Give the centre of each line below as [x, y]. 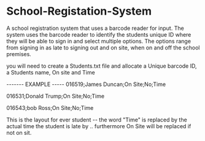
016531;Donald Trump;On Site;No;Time [56, 96]
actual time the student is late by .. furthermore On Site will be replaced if [99, 126]
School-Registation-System [79, 11]
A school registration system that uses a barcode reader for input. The [95, 28]
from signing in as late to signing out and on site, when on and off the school [103, 48]
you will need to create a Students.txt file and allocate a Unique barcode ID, [102, 66]
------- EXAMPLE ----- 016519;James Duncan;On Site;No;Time [86, 84]
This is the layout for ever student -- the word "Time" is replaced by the [97, 120]
